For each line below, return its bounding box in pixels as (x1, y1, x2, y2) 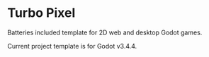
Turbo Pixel (7, 5, 76, 21)
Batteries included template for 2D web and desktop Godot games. (7, 28, 203, 37)
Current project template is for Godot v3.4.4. (7, 42, 137, 50)
